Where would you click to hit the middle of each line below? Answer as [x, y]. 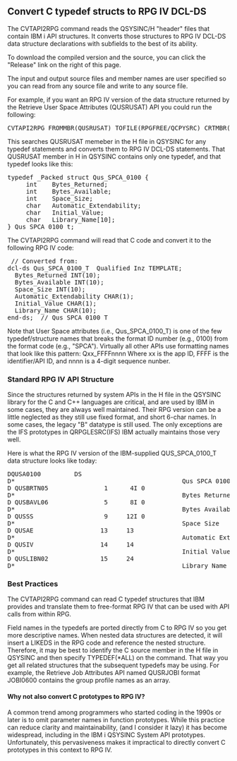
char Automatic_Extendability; [84, 205]
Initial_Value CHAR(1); [56, 303]
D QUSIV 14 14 [71, 545]
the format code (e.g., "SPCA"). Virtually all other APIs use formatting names [118, 346]
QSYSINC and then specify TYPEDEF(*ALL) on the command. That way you [118, 658]
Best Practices [33, 584]
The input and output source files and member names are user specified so [117, 78]
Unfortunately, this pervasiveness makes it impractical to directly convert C [116, 742]
